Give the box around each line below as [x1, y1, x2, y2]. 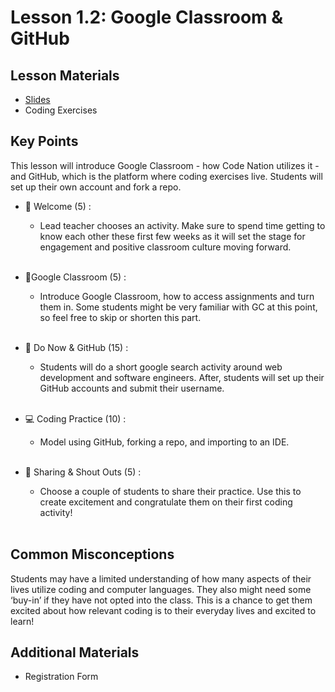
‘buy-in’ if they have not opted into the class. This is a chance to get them [10, 594, 313, 606]
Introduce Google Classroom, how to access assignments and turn [39, 290, 315, 302]
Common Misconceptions [10, 546, 175, 563]
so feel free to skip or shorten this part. [39, 311, 202, 323]
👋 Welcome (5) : [24, 200, 92, 212]
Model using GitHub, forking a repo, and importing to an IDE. [39, 436, 290, 448]
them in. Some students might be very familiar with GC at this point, [39, 301, 318, 313]
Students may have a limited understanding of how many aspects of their [10, 572, 312, 585]
